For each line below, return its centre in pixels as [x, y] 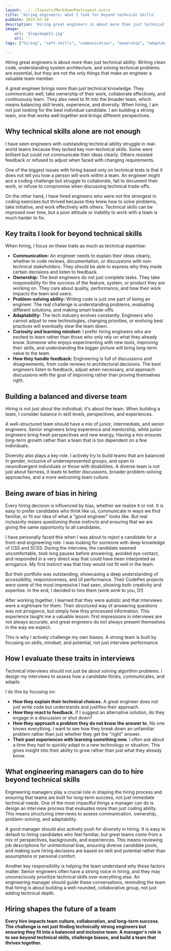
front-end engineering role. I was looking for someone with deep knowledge [85, 543]
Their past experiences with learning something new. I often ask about [88, 739]
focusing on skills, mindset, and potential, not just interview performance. [82, 642]
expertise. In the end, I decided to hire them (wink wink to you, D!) [74, 590]
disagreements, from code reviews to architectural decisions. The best [87, 364]
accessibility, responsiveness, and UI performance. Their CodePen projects [84, 580]
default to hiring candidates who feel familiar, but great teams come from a [83, 834]
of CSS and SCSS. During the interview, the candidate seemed [71, 548]
